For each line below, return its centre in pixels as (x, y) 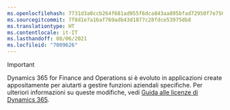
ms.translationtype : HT (41, 26)
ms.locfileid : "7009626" (42, 45)
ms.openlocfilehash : (37, 13)
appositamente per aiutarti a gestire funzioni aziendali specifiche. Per (105, 85)
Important (21, 65)
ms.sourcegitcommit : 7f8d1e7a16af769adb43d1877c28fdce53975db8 (99, 20)
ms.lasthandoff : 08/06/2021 (47, 39)
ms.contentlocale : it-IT (42, 32)
